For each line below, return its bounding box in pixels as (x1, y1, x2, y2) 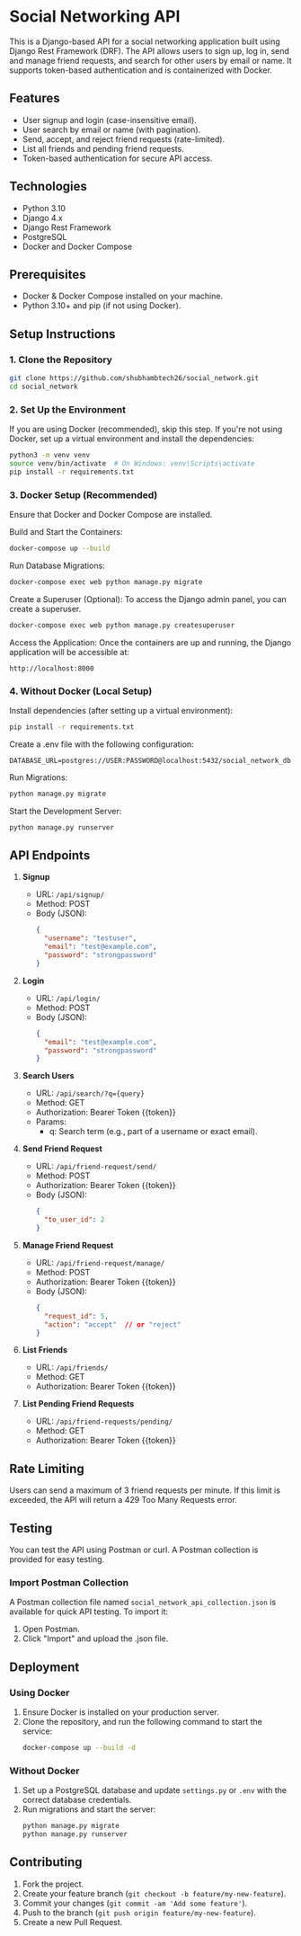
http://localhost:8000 (9, 663, 94, 673)
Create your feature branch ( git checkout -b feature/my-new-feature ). (22, 1887, 287, 1898)
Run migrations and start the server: (22, 1804, 156, 1815)
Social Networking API (9, 6, 181, 27)
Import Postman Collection (9, 1576, 128, 1588)
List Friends (22, 1345, 68, 1355)
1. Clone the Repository (9, 353, 112, 366)
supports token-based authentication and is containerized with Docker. (9, 65, 272, 75)
